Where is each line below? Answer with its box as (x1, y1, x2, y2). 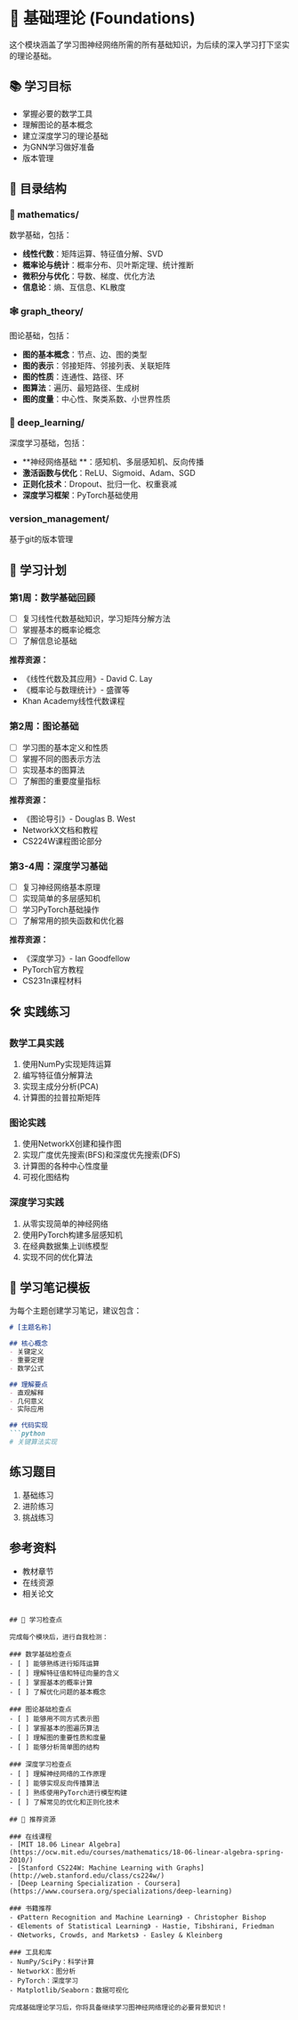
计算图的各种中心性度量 (21, 1160, 109, 1171)
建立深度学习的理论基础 (21, 130, 109, 141)
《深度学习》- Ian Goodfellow (21, 953, 131, 964)
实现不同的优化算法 (21, 1251, 93, 1262)
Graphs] (176, 1863, 205, 1872)
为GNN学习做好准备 (21, 141, 95, 152)
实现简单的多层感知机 (21, 893, 101, 904)
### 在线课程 (9, 1832, 52, 1841)
